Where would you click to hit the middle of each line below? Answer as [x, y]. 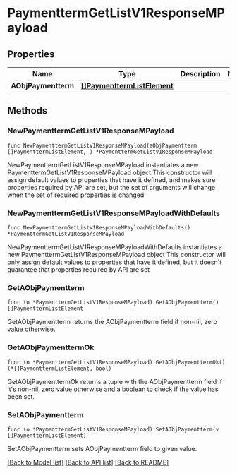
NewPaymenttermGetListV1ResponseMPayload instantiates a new [103, 164]
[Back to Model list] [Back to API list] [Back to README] [88, 462]
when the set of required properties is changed [76, 195]
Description [200, 74]
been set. [21, 396]
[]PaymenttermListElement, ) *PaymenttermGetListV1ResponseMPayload [110, 152]
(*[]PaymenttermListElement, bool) [60, 369]
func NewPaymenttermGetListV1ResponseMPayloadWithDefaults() [99, 227]
